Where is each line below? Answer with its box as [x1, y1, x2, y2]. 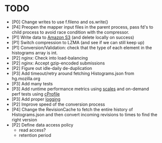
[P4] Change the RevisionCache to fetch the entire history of [11, 106, 133, 112]
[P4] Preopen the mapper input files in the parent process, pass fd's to [11, 24, 154, 30]
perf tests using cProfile [11, 91, 60, 97]
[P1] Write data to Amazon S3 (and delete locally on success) [11, 34, 134, 40]
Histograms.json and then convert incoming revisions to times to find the [11, 111, 158, 117]
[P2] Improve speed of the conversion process [11, 101, 105, 107]
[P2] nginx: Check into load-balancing [11, 55, 88, 61]
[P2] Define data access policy [11, 122, 73, 127]
